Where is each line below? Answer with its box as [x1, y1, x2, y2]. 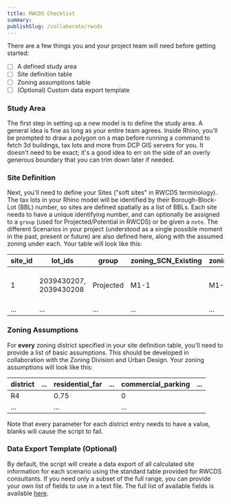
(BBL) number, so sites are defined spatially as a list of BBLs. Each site [17, 203, 217, 211]
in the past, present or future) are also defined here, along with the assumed [7, 232, 223, 241]
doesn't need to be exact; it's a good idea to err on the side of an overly [7, 148, 211, 156]
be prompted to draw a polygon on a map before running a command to [7, 134, 211, 142]
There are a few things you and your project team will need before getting [7, 42, 216, 50]
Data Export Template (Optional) [7, 444, 118, 454]
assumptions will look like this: [7, 363, 93, 371]
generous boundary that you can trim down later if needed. [7, 156, 175, 164]
